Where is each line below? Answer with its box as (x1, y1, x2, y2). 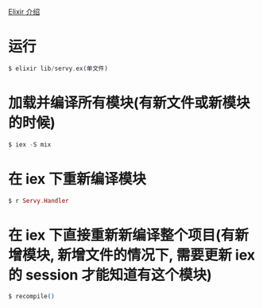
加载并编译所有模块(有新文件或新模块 (8, 94, 250, 111)
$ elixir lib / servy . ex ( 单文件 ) (8, 64, 109, 72)
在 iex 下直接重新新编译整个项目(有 (8, 226, 235, 244)
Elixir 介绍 (8, 7, 41, 16)
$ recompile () (8, 293, 56, 301)
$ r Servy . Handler (8, 197, 69, 205)
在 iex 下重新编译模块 (8, 170, 147, 188)
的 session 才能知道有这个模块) (8, 266, 212, 284)
